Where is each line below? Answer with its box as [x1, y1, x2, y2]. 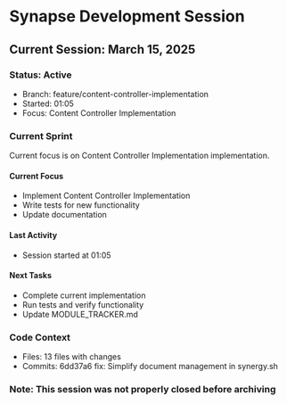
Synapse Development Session [9, 6, 245, 27]
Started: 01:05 [21, 98, 74, 109]
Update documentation [21, 210, 107, 220]
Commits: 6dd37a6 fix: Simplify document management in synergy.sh [21, 361, 279, 372]
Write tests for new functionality [21, 200, 140, 210]
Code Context [9, 331, 71, 343]
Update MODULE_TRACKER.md [21, 309, 138, 319]
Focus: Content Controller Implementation [21, 107, 176, 118]
